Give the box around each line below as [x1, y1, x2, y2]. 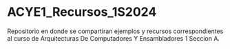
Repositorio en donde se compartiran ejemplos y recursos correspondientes [7, 27, 224, 35]
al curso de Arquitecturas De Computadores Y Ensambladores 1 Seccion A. [7, 34, 220, 42]
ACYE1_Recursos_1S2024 [7, 4, 157, 20]
